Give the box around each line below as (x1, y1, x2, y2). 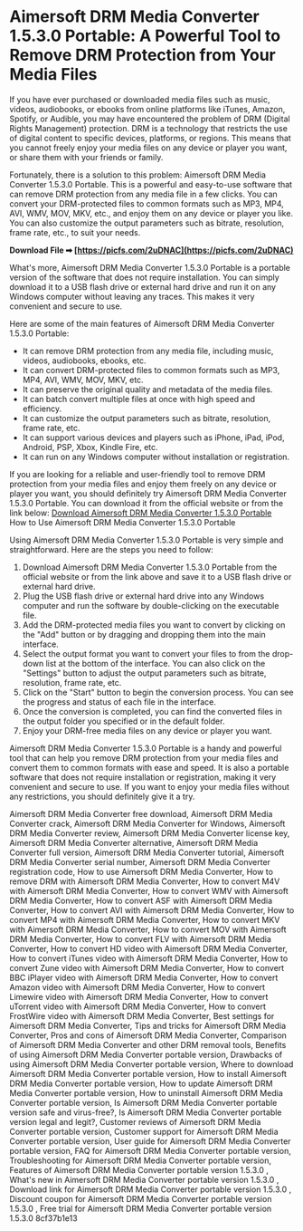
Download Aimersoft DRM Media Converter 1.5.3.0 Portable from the (22, 562, 278, 572)
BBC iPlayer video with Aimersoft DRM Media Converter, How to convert (9, 972, 279, 983)
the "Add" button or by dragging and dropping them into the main (22, 629, 267, 640)
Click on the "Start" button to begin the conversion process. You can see (22, 687, 294, 697)
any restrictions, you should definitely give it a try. (9, 791, 195, 802)
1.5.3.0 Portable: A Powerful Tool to (9, 25, 281, 46)
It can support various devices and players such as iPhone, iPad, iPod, (22, 432, 285, 443)
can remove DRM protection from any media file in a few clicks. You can (9, 188, 278, 199)
